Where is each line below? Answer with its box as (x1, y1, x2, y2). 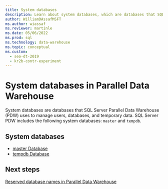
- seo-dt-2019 (9, 53, 39, 59)
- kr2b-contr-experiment (9, 58, 61, 63)
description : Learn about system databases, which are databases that (5, 12, 155, 17)
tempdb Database (12, 151, 49, 156)
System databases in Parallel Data (5, 80, 150, 91)
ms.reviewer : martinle (5, 26, 52, 31)
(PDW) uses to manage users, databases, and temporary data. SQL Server (5, 112, 158, 118)
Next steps (5, 165, 40, 174)
